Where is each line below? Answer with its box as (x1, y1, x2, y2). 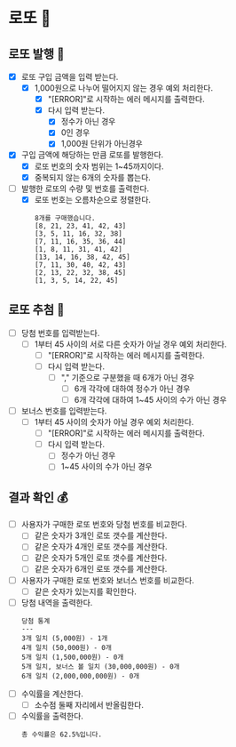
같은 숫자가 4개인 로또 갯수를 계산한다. (34, 542, 168, 552)
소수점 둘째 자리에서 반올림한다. (34, 699, 144, 710)
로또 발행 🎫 (8, 46, 66, 61)
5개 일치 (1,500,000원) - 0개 (20, 653, 124, 662)
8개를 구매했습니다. (34, 213, 96, 222)
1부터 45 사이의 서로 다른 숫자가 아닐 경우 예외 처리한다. (34, 339, 227, 349)
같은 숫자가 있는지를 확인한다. (34, 586, 137, 597)
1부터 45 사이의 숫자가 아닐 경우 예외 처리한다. (34, 417, 194, 428)
